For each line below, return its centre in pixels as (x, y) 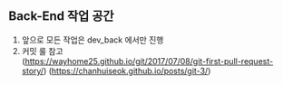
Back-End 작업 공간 (61, 16)
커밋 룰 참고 (43, 51)
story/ (33, 71)
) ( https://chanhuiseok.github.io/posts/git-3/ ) (127, 71)
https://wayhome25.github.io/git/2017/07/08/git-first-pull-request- (149, 61)
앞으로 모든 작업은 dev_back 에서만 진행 (93, 40)
